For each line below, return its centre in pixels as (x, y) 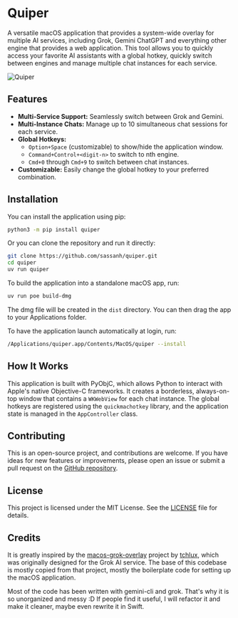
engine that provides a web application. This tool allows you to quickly (110, 48)
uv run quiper (29, 269)
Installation (33, 200)
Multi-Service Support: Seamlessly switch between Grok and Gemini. (121, 116)
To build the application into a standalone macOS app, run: (93, 283)
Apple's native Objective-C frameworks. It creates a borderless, (101, 391)
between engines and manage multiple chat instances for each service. (112, 63)
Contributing (36, 436)
